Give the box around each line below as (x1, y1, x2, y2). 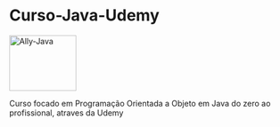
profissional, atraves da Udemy (9, 107, 124, 118)
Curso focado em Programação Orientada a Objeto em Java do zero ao (9, 98, 271, 108)
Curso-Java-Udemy (9, 5, 160, 26)
